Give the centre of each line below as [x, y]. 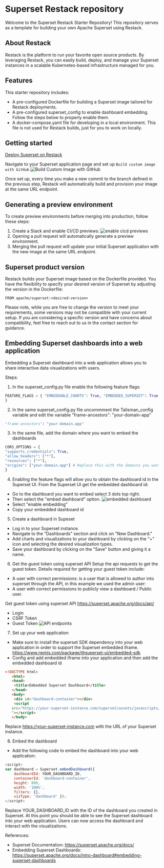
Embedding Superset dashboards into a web [74, 343]
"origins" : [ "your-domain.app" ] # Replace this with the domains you [77, 465]
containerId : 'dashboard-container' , [52, 778]
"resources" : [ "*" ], [26, 461]
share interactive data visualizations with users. [53, 368]
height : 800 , [27, 783]
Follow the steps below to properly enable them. [61, 117]
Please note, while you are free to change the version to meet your [72, 307]
